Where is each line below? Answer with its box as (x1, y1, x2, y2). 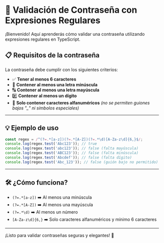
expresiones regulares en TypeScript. (5, 36, 81, 42)
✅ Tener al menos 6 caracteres (12, 76, 77, 82)
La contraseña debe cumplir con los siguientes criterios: (5, 66, 118, 73)
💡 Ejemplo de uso (5, 124, 59, 132)
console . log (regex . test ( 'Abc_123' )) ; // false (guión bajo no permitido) (5, 160, 159, 164)
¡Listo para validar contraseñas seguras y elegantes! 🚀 (5, 232, 114, 238)
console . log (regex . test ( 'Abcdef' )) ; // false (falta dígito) (5, 155, 132, 160)
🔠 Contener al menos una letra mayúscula (12, 87, 100, 93)
